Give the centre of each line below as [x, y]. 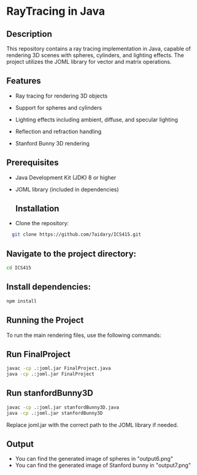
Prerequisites [33, 163]
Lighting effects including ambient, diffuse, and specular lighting [96, 119]
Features [24, 81]
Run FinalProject [38, 354]
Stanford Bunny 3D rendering [52, 143]
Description [29, 34]
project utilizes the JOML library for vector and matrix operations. [89, 62]
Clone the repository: [42, 223]
